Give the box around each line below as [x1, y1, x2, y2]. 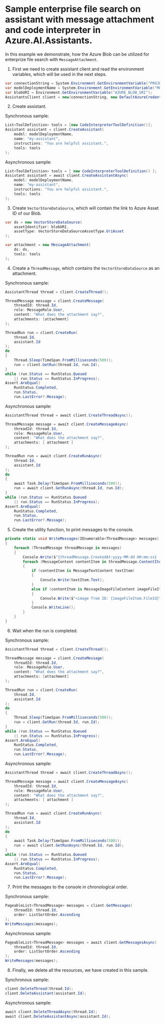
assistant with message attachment [5, 14, 155, 25]
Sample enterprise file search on [5, 3, 141, 15]
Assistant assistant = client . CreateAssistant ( [5, 127, 105, 132]
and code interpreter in [5, 25, 101, 36]
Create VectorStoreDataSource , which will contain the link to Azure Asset [12, 205, 159, 211]
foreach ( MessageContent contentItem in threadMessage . [23, 559, 139, 564]
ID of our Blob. [12, 210, 42, 216]
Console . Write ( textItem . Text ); [40, 578, 105, 583]
